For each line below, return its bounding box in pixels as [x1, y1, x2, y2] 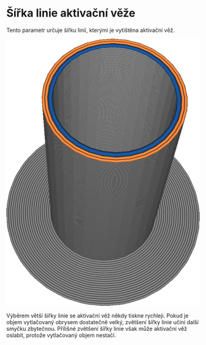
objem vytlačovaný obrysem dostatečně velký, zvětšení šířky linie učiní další [6, 318, 199, 325]
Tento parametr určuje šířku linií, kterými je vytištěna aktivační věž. [6, 26, 175, 34]
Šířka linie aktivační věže [6, 6, 136, 20]
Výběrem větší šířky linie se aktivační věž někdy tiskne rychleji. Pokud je [6, 312, 189, 319]
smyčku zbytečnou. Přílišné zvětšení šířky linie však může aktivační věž [6, 325, 188, 332]
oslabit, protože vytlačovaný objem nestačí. [6, 331, 116, 339]
